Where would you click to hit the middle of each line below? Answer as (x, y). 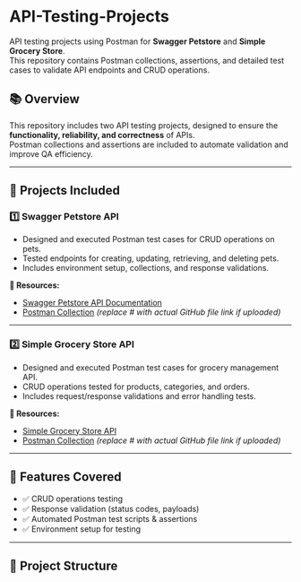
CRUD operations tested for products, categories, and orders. (136, 387)
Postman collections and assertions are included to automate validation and (149, 144)
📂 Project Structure (64, 565)
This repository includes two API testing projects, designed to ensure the (144, 125)
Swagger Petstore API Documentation (92, 303)
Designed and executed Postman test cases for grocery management (150, 367)
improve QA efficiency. (52, 153)
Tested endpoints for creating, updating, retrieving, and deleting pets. (150, 258)
